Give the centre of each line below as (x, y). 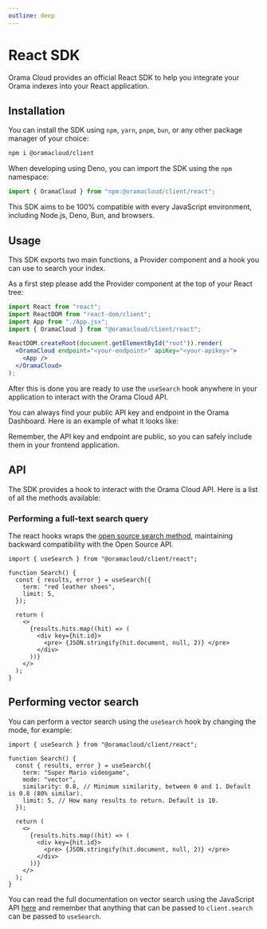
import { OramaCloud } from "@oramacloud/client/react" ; (105, 329)
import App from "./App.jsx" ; (59, 322)
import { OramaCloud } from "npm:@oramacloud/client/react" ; (112, 192)
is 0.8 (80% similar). (46, 793)
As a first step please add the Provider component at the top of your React (130, 284)
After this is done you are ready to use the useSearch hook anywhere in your (133, 388)
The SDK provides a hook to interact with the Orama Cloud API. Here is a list (133, 489)
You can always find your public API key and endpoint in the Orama (119, 412)
